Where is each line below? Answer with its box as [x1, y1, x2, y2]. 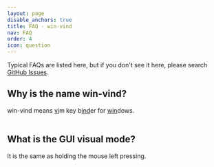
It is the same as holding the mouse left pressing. [7, 152, 147, 160]
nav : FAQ [7, 29, 32, 36]
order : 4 [7, 36, 32, 43]
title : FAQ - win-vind [7, 23, 72, 30]
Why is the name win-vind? [7, 88, 127, 100]
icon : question [7, 42, 51, 49]
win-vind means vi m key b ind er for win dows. [7, 106, 135, 114]
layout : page [7, 10, 45, 17]
